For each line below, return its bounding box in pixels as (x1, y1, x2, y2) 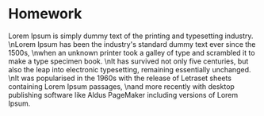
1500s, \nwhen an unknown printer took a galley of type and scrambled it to (8, 48, 255, 57)
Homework (8, 5, 82, 23)
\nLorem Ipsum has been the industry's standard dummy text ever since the (8, 39, 256, 48)
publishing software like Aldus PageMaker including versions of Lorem (8, 90, 239, 99)
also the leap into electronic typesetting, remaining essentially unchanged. (8, 64, 251, 74)
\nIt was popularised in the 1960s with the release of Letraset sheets (8, 73, 232, 83)
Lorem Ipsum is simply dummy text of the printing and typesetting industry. (8, 31, 254, 41)
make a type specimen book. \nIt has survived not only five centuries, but (8, 56, 249, 66)
